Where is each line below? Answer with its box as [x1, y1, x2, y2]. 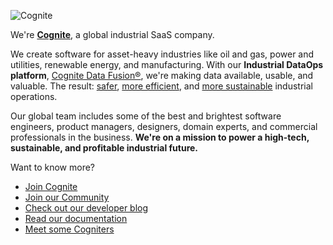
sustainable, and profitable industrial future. [10, 142, 199, 154]
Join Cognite [24, 181, 78, 192]
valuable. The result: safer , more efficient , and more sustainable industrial [10, 80, 313, 92]
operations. [10, 91, 58, 102]
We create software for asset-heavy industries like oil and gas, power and [10, 48, 315, 60]
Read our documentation [24, 213, 128, 224]
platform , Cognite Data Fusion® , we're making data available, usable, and [10, 70, 314, 81]
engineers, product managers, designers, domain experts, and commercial [10, 121, 318, 132]
